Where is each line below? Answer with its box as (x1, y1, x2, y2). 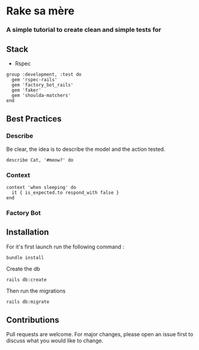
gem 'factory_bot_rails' (11, 82, 74, 88)
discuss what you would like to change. (6, 337, 104, 345)
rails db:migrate (6, 299, 50, 305)
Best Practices (6, 114, 62, 124)
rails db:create (6, 276, 47, 282)
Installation (6, 227, 49, 238)
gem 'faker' (11, 87, 42, 93)
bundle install (6, 254, 44, 261)
